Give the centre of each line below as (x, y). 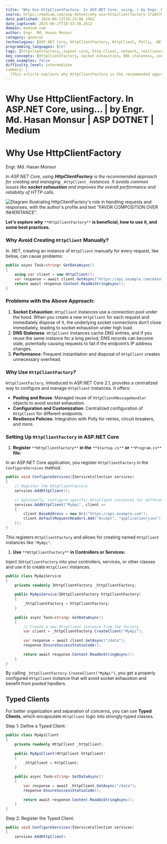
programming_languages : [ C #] (36, 47)
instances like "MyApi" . (28, 542)
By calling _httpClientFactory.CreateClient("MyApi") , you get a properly (81, 673)
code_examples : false (28, 60)
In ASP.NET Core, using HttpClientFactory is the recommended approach (82, 176)
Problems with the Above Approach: (50, 301)
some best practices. (28, 227)
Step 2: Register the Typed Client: (40, 818)
